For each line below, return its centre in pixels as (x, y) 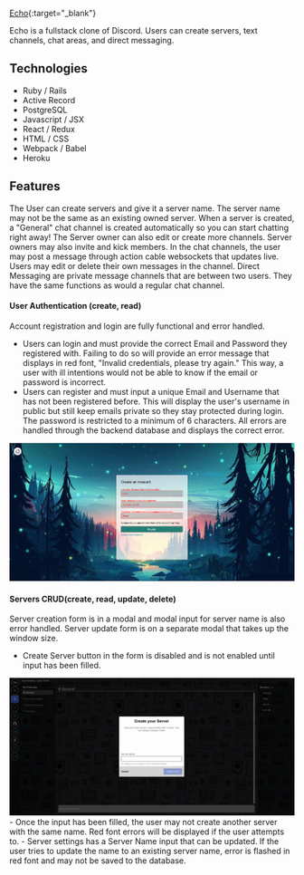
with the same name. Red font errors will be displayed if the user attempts (147, 832)
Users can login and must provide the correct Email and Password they (155, 343)
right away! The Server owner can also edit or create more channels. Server (151, 237)
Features (35, 186)
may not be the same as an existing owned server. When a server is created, (152, 217)
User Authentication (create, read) (76, 306)
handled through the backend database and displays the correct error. (153, 430)
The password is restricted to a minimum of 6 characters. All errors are (154, 420)
